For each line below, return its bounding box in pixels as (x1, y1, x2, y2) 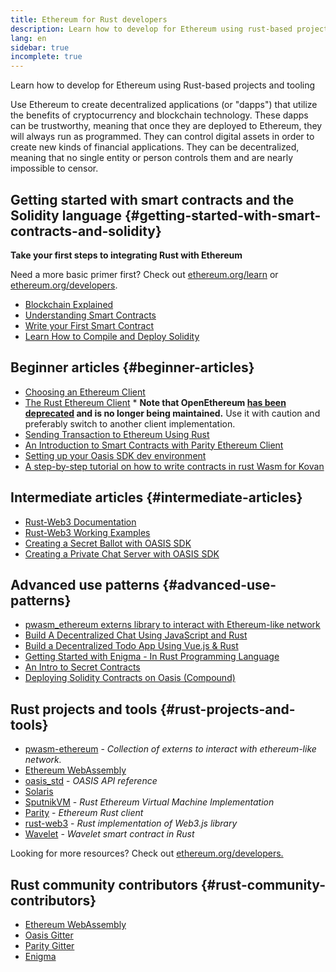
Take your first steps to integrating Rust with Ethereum (10, 249, 243, 261)
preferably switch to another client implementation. (24, 417, 236, 430)
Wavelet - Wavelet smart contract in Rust (24, 828, 195, 840)
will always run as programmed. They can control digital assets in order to (10, 131, 315, 143)
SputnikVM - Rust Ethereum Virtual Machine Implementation (24, 796, 275, 808)
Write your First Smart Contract (24, 319, 155, 331)
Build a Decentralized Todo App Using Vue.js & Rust (24, 640, 239, 652)
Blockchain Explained (24, 298, 114, 310)
